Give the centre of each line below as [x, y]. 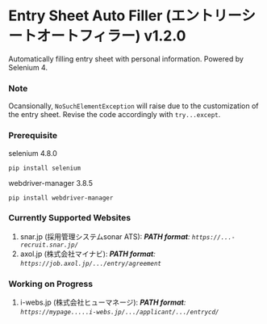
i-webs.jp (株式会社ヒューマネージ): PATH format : [103, 302]
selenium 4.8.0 [33, 153]
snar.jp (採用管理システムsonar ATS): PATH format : [105, 236]
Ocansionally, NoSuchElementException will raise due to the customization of [133, 106]
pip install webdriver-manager [61, 198]
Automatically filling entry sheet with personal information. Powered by [126, 59]
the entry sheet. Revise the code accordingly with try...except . [115, 115]
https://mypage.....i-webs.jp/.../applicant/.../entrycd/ [119, 312]
